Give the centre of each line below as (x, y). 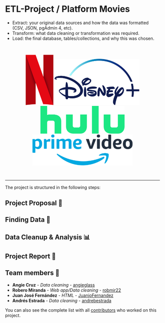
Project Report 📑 (31, 256)
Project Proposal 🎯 (34, 203)
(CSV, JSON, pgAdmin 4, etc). (42, 28)
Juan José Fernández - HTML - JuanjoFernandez (63, 295)
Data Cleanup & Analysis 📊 (48, 237)
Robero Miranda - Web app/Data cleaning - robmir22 (67, 290)
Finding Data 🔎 (28, 220)
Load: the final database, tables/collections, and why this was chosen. (83, 38)
